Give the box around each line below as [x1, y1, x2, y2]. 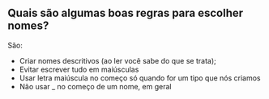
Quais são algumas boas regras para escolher [7, 6, 244, 20]
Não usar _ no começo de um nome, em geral [19, 81, 172, 91]
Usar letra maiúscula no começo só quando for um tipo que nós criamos [19, 72, 261, 83]
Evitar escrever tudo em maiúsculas [19, 64, 139, 74]
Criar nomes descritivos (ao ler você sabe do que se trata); [19, 56, 216, 65]
